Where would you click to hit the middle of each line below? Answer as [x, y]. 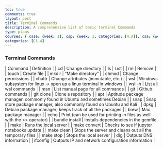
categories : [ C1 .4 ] [25, 41]
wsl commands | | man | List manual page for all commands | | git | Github [79, 89]
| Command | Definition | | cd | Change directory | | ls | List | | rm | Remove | [81, 69]
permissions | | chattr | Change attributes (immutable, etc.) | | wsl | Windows [81, 79]
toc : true [15, 9]
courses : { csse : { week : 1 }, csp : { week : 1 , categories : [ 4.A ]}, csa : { [80, 37]
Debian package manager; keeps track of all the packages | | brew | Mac [78, 110]
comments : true [20, 14]
